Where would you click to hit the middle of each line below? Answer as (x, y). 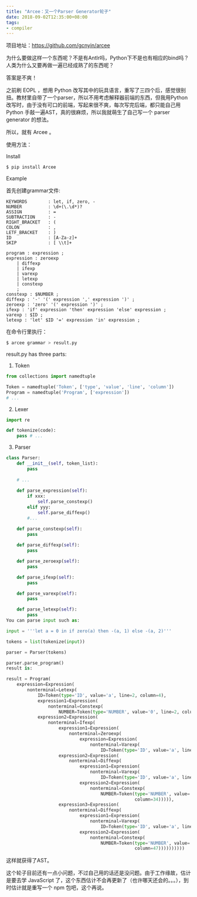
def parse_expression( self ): (52, 491)
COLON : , (31, 228)
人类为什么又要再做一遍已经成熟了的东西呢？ (60, 65)
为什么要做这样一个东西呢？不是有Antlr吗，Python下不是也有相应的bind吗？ (98, 58)
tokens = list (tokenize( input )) (45, 642)
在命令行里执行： (27, 332)
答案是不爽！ (21, 78)
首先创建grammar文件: (33, 191)
